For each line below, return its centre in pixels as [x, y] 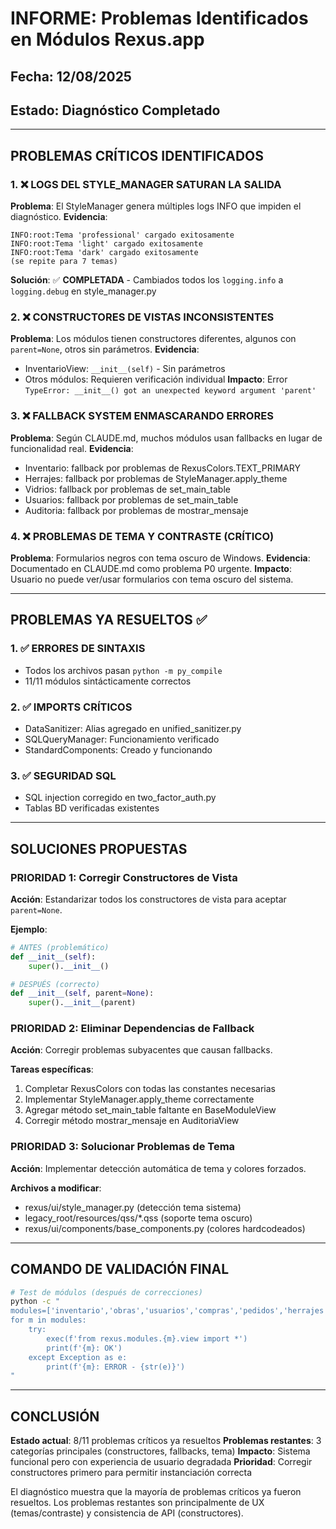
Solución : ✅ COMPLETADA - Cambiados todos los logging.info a [147, 280]
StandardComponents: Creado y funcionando [118, 749]
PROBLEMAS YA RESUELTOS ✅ [109, 620]
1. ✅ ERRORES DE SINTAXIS [78, 649]
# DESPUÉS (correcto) [55, 984]
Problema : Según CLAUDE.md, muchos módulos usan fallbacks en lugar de [166, 438]
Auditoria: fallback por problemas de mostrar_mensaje [136, 510]
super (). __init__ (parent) [82, 1003]
